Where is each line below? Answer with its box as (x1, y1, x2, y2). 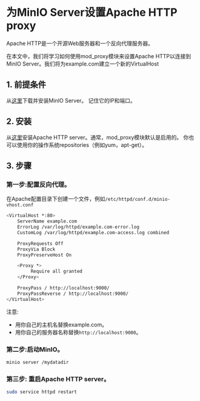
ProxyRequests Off (17, 240, 64, 246)
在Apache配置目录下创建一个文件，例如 (6, 195, 105, 203)
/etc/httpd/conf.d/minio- (105, 197, 171, 203)
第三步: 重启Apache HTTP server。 (6, 374, 110, 383)
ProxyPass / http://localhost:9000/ (17, 285, 110, 291)
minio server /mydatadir (6, 359, 69, 365)
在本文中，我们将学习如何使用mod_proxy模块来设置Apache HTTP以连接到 (6, 52, 192, 59)
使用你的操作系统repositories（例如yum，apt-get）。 (16, 141, 148, 149)
